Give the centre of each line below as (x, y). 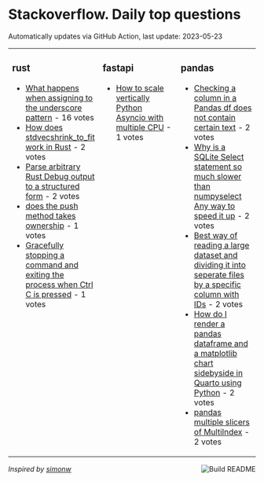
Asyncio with (139, 117)
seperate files (219, 274)
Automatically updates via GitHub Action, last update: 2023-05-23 (115, 36)
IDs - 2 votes (218, 304)
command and (52, 265)
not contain (214, 117)
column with (216, 294)
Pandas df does (223, 108)
